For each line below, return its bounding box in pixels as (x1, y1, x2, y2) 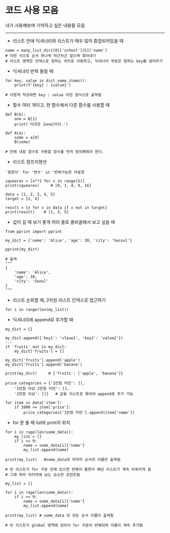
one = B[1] (14, 116, 37, 121)
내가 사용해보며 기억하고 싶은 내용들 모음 (5, 22, 85, 28)
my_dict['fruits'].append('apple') (5, 357, 80, 363)
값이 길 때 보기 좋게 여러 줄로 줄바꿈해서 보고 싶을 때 (12, 219, 115, 225)
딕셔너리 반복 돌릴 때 (12, 68, 54, 74)
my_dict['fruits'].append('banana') (5, 362, 82, 367)
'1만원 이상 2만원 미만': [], (14, 386, 70, 391)
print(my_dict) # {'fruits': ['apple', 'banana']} (5, 371, 123, 376)
